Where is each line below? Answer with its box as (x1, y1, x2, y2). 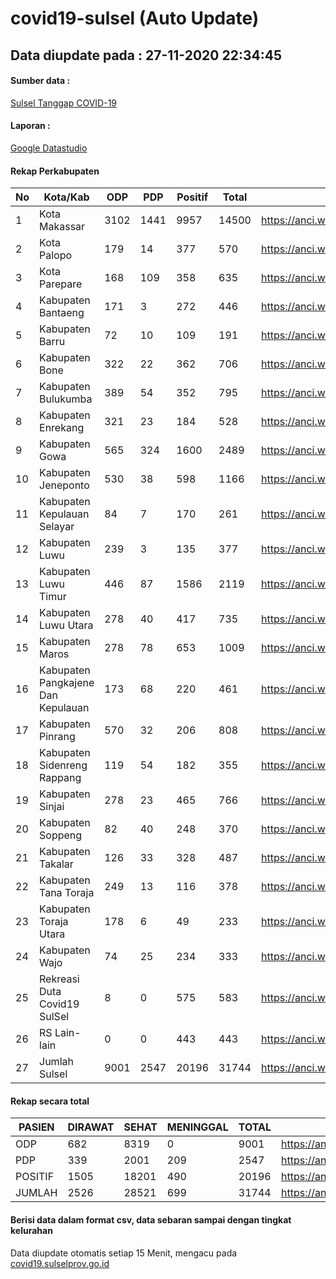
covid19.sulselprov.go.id (10, 1257, 110, 1269)
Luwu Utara (39, 618, 94, 632)
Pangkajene (39, 676, 95, 690)
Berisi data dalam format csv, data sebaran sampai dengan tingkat (10, 1213, 292, 1226)
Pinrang (39, 730, 76, 744)
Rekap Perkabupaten (10, 165, 100, 177)
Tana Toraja (39, 886, 95, 900)
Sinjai (39, 800, 65, 814)
